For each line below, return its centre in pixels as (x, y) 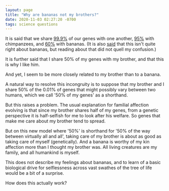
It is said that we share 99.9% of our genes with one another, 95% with (80, 39)
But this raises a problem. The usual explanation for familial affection (77, 105)
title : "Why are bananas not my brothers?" (52, 15)
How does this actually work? (36, 183)
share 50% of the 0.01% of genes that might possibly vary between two (81, 90)
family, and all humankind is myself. (43, 152)
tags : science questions (32, 24)
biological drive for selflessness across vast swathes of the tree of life (79, 168)
